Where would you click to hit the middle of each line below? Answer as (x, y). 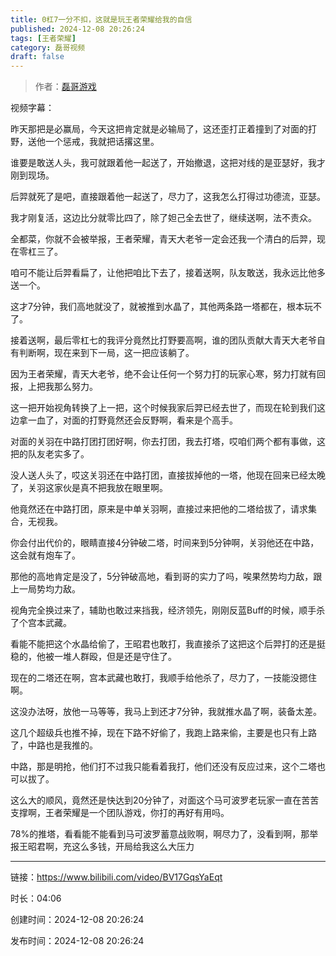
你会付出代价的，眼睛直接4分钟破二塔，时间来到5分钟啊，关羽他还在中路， (165, 543)
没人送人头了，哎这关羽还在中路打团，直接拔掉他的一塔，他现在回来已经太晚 (168, 475)
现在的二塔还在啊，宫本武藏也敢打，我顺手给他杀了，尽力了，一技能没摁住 (163, 678)
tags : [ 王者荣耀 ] (43, 38)
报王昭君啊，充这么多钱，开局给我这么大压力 (102, 847)
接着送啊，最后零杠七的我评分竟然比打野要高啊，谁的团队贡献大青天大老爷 (163, 340)
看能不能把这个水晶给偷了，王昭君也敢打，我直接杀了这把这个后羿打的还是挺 (168, 644)
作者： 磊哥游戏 (65, 87)
